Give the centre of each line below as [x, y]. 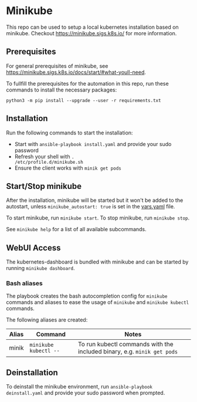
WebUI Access [33, 248]
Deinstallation [32, 372]
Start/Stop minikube [44, 186]
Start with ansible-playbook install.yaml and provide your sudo [93, 144]
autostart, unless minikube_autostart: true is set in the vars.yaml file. [91, 207]
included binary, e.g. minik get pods [128, 352]
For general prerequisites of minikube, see [57, 66]
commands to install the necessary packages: [62, 90]
